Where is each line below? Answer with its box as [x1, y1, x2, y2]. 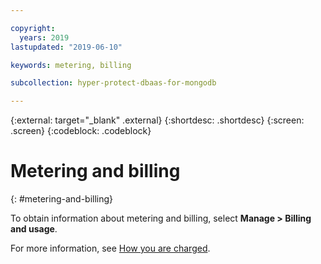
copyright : [10, 23, 56, 33]
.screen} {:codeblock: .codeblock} [10, 125, 152, 137]
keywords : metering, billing [10, 60, 132, 70]
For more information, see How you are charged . [10, 242, 211, 255]
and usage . [10, 223, 58, 235]
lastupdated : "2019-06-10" [10, 42, 123, 52]
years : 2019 [19, 32, 70, 43]
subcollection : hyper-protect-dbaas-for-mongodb [10, 78, 217, 88]
